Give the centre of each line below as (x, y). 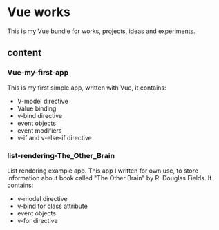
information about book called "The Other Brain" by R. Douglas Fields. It (109, 178)
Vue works (39, 12)
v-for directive (37, 220)
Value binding (37, 108)
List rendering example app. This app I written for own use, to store (103, 171)
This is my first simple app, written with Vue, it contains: (87, 88)
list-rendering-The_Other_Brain (61, 155)
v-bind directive (40, 115)
